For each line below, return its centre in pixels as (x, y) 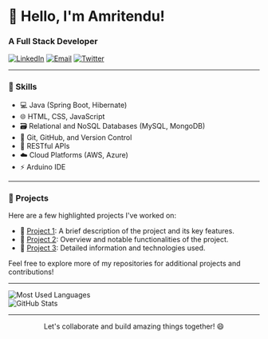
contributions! (31, 272)
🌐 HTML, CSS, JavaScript (62, 116)
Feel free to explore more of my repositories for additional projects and (124, 264)
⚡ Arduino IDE (43, 166)
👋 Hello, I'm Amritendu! (87, 16)
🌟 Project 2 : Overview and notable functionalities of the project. (124, 240)
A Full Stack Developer (53, 42)
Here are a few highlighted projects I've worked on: (93, 216)
